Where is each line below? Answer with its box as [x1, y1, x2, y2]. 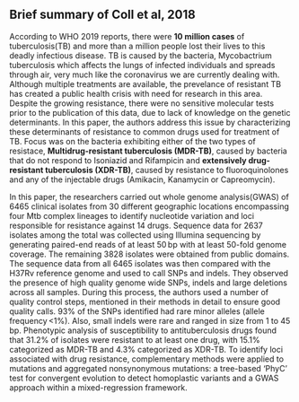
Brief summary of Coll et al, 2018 [9, 7, 196, 22]
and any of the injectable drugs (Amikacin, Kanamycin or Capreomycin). [9, 174, 276, 185]
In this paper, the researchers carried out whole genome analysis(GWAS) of [9, 191, 289, 202]
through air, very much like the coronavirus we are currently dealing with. [9, 69, 280, 80]
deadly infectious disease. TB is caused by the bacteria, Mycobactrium [9, 49, 272, 61]
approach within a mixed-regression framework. [9, 381, 188, 393]
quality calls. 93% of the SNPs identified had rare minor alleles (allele [9, 305, 265, 317]
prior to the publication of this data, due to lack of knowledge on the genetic [9, 107, 291, 118]
